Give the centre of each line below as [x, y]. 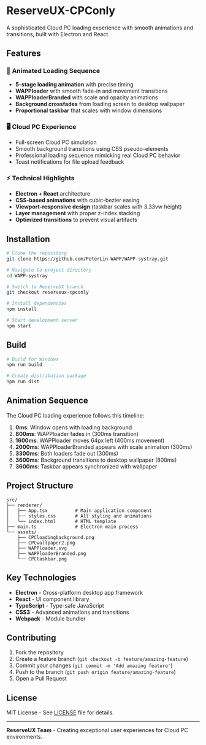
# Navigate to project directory [49, 270]
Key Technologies [41, 578]
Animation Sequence [48, 401]
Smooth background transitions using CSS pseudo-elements [92, 148]
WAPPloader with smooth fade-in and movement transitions [91, 91]
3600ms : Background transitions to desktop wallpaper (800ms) [96, 460]
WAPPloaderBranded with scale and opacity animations [86, 97]
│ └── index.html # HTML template [61, 521]
